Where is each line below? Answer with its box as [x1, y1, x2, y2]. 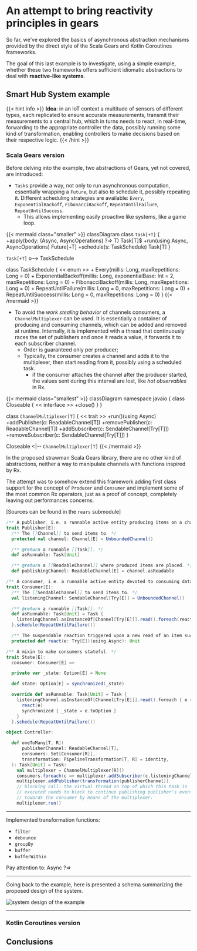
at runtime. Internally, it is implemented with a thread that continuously [14, 327, 185, 334]
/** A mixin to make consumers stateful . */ [6, 648, 117, 655]
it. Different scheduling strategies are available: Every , [14, 195, 145, 202]
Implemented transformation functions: [6, 816, 101, 823]
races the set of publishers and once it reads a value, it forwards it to [14, 334, 181, 341]
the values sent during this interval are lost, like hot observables [32, 377, 186, 384]
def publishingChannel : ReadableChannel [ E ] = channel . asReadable [11, 568, 175, 574]
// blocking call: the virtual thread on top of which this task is [16, 783, 188, 790]
